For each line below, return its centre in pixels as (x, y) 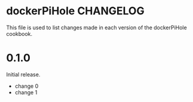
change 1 (26, 92)
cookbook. (19, 33)
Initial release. (23, 74)
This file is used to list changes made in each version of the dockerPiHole (96, 27)
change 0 (27, 86)
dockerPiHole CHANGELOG (75, 11)
